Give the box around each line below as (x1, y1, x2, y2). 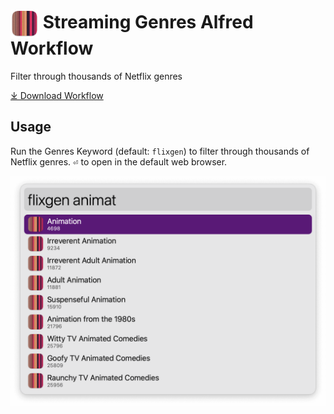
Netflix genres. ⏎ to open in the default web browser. (10, 155, 228, 168)
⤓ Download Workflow (10, 89, 104, 101)
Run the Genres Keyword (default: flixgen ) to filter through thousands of (10, 145, 310, 157)
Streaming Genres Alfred (42, 11, 254, 34)
